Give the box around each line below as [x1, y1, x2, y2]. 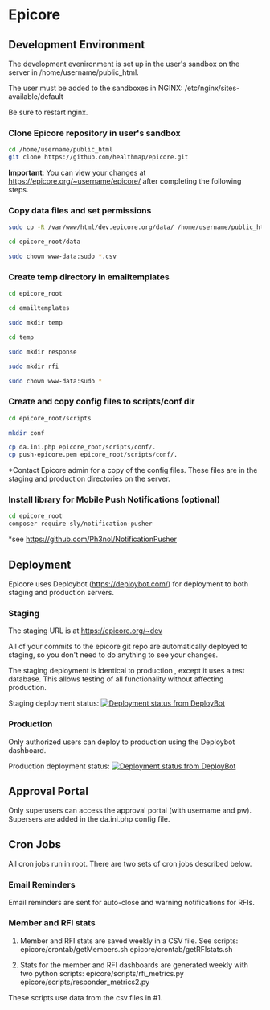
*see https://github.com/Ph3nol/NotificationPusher [8, 534, 178, 544]
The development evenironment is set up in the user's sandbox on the [8, 59, 240, 68]
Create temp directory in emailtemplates [8, 271, 170, 283]
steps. [8, 185, 29, 195]
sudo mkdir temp [8, 319, 63, 327]
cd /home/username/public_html [8, 146, 113, 154]
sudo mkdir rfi [8, 362, 59, 370]
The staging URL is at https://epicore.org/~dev [8, 626, 163, 635]
